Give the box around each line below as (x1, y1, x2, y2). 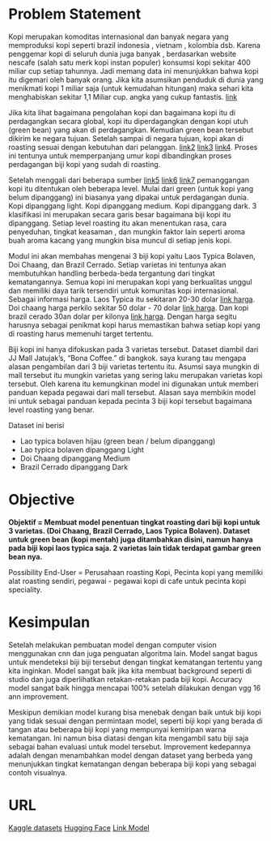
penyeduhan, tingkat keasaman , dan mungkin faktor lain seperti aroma (8, 226, 245, 236)
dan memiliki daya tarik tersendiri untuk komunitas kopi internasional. (8, 285, 239, 295)
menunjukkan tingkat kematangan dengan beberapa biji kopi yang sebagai (8, 759, 256, 769)
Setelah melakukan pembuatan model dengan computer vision (8, 640, 217, 650)
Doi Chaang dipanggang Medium (19, 453, 131, 463)
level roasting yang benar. (8, 405, 95, 414)
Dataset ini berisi (8, 420, 65, 430)
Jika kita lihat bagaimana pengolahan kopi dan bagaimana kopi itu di (8, 107, 236, 118)
